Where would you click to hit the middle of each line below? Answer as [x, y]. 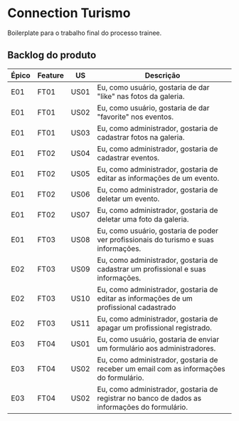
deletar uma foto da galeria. [143, 219]
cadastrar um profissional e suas [152, 269]
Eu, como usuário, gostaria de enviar [158, 339]
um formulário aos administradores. [156, 348]
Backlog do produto [52, 55]
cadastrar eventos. [128, 157]
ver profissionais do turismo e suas [156, 239]
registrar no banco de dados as [149, 398]
